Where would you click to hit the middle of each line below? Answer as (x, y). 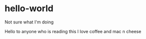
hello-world (29, 9)
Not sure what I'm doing (29, 22)
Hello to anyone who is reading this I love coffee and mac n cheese (73, 31)
